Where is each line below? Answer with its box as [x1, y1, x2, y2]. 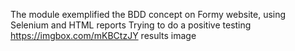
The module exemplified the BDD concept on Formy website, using [10, 9, 287, 20]
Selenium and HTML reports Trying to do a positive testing [10, 19, 252, 31]
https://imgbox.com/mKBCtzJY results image [10, 30, 197, 41]
